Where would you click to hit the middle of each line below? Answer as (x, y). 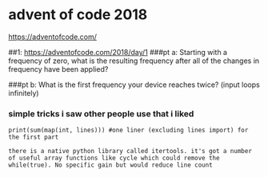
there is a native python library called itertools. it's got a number (130, 151)
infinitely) (24, 92)
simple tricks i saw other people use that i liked (101, 113)
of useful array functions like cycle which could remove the (114, 158)
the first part (34, 137)
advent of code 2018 (78, 15)
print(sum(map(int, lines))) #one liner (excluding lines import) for (128, 130)
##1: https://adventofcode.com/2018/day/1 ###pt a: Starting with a (118, 52)
